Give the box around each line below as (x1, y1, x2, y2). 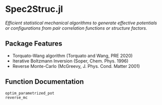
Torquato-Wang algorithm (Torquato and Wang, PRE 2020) (12, 52, 133, 58)
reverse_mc (5, 95, 28, 100)
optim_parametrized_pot (5, 91, 55, 96)
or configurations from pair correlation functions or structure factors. (5, 25, 148, 31)
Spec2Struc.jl (5, 3, 63, 15)
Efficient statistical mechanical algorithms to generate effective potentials (5, 20, 157, 26)
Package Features (5, 40, 62, 48)
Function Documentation (5, 78, 84, 86)
